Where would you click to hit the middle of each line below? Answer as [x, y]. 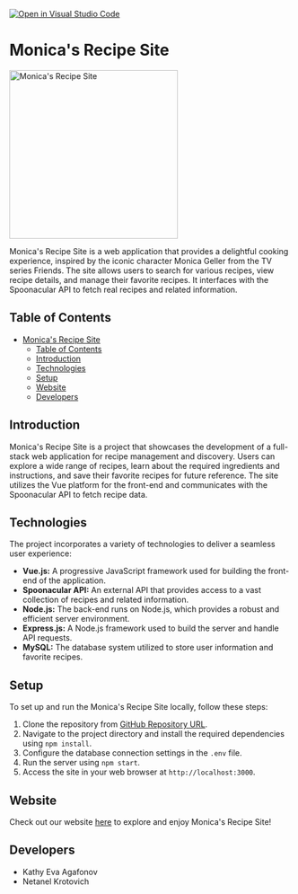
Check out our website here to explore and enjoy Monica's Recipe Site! [140, 822]
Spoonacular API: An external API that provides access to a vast [142, 590]
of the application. [72, 580]
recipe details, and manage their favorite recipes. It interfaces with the [139, 279]
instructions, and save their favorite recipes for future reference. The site [144, 475]
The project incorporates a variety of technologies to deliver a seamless [142, 544]
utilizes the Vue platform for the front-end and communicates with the [138, 484]
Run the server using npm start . [81, 763]
